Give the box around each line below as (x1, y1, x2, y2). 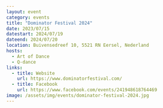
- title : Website (11, 70, 55, 76)
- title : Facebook (11, 82, 58, 88)
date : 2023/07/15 (6, 25, 50, 32)
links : (6, 64, 23, 71)
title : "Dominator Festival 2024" (6, 20, 93, 26)
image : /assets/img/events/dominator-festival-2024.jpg (6, 92, 149, 98)
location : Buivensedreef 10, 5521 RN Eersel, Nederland (6, 43, 149, 49)
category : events (6, 14, 50, 20)
